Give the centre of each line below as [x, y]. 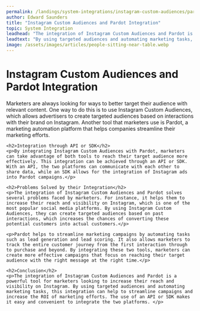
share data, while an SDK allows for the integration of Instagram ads [97, 172]
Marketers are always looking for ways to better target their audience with [97, 103]
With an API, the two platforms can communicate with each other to [93, 167]
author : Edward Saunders [37, 17]
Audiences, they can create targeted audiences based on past [85, 213]
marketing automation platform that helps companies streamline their [91, 128]
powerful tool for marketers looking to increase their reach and [90, 281]
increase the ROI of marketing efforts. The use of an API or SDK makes [98, 297]
